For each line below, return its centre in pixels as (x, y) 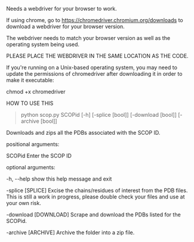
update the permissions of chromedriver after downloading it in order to (94, 74)
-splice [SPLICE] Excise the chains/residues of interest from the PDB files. (97, 190)
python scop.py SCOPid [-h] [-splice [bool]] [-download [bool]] (99, 115)
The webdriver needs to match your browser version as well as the (88, 38)
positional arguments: (33, 144)
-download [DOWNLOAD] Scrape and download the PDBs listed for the (93, 215)
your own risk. (24, 203)
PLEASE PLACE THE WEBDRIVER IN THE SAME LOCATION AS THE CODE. (98, 56)
